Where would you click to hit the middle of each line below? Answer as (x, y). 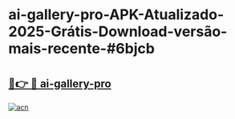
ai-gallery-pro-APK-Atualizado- (116, 15)
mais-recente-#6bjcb (81, 49)
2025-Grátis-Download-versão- (118, 32)
